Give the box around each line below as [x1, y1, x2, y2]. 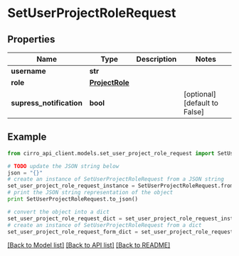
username [11, 66, 46, 76]
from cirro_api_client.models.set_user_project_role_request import [7, 150, 215, 157]
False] [184, 107, 205, 116]
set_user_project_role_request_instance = [7, 182, 135, 189]
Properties [7, 33, 55, 45]
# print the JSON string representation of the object [7, 189, 174, 196]
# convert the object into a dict [7, 208, 110, 216]
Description [136, 55, 177, 64]
